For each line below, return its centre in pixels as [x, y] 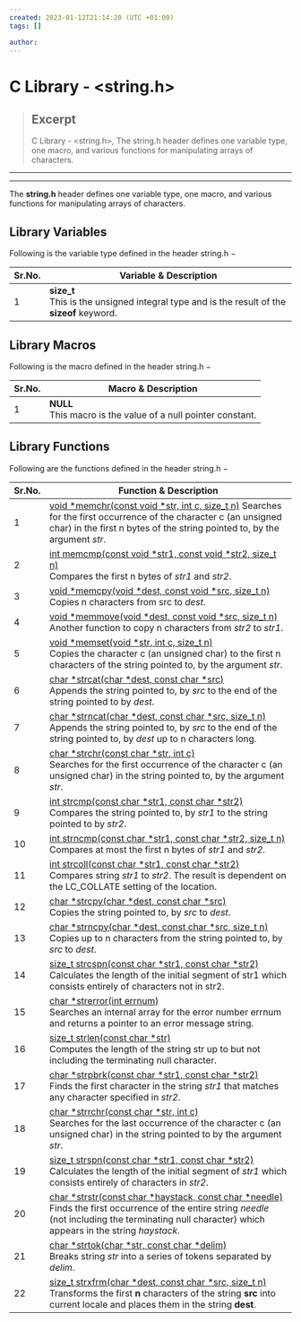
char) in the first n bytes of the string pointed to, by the [164, 528]
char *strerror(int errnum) [104, 1000]
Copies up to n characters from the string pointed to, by [166, 937]
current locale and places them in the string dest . [153, 1304]
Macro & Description [153, 389]
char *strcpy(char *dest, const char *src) [138, 901]
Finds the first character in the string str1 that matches [164, 1085]
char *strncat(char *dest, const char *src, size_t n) [157, 716]
